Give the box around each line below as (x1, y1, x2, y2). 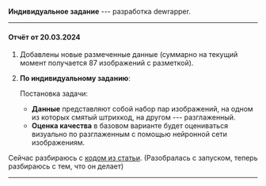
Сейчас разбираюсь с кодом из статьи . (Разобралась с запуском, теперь (8, 154, 258, 163)
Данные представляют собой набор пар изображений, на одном (31, 104, 253, 114)
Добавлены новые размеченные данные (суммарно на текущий (19, 50, 238, 59)
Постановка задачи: (19, 89, 89, 98)
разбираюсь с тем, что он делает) (8, 161, 124, 171)
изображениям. (31, 138, 85, 147)
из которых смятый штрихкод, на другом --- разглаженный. (31, 112, 236, 122)
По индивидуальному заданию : (19, 74, 131, 83)
